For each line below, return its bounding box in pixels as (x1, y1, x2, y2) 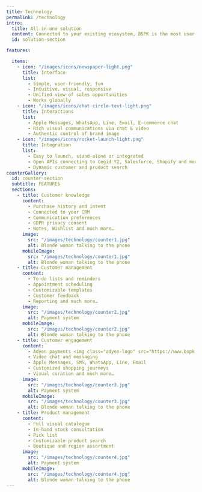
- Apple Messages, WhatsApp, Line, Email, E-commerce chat (28, 119, 179, 126)
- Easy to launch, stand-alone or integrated (28, 153, 144, 159)
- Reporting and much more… (28, 298, 98, 304)
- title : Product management (17, 410, 90, 416)
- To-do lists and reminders (28, 276, 101, 282)
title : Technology (6, 8, 52, 15)
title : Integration (22, 142, 71, 148)
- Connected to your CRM (28, 209, 90, 215)
